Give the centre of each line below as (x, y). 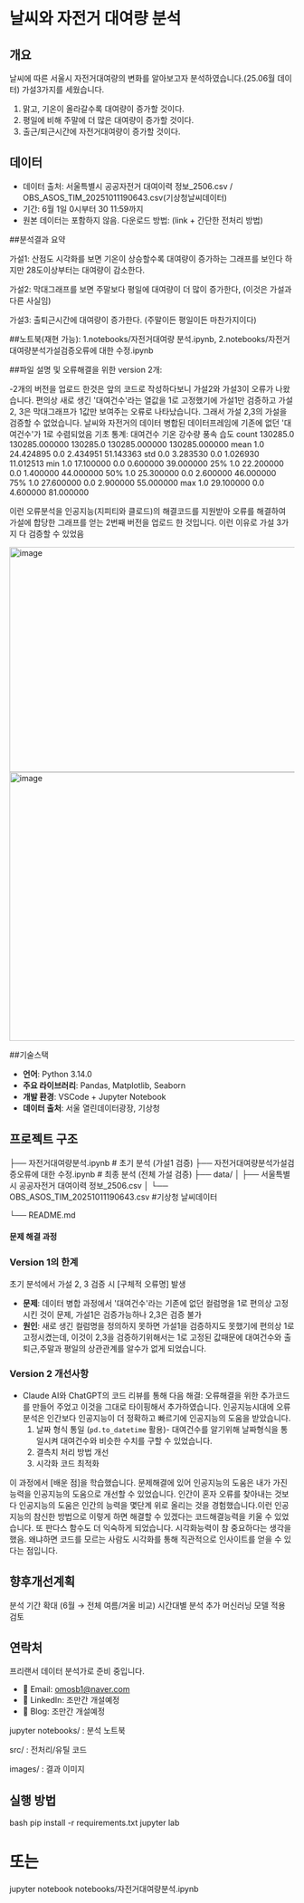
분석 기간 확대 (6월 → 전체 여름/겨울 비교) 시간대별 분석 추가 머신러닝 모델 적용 (147, 1605)
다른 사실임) (30, 301)
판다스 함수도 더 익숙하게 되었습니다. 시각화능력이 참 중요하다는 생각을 (168, 1527)
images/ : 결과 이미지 (47, 1769)
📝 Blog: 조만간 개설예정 (64, 1711)
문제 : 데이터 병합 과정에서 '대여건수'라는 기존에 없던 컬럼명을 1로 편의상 (147, 1303)
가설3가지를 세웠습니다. (63, 90)
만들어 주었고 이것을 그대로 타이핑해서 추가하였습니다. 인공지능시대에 (153, 1406)
